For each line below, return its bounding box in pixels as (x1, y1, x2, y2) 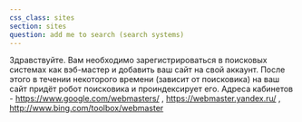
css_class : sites (9, 13, 75, 23)
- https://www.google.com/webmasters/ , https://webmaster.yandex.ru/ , (9, 93, 281, 104)
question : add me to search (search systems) (9, 30, 184, 39)
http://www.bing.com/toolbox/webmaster (9, 103, 164, 114)
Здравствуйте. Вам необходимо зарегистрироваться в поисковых (9, 55, 268, 66)
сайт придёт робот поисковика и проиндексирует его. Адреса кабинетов (9, 83, 293, 95)
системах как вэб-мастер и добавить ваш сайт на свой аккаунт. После (9, 64, 286, 75)
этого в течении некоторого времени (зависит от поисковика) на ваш (9, 74, 280, 85)
